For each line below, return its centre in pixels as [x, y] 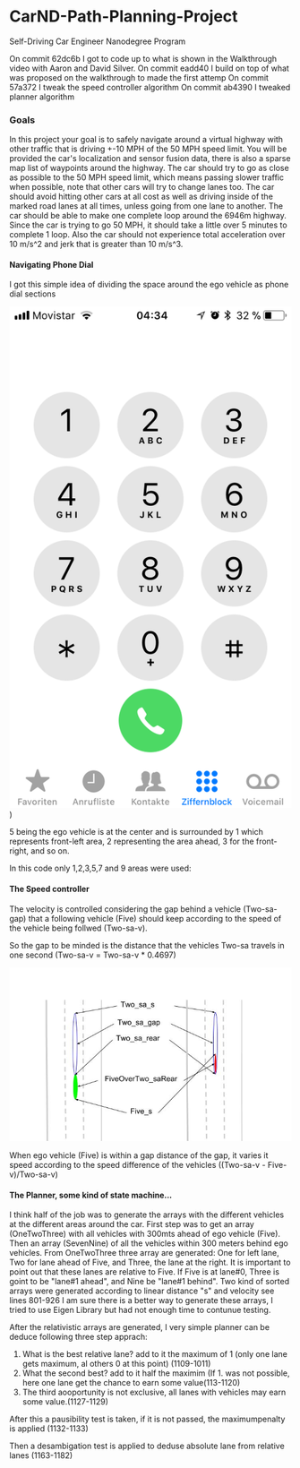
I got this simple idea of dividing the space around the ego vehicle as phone [149, 285]
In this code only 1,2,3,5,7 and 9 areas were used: [100, 868]
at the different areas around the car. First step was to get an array [132, 1224]
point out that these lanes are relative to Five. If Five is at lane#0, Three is [145, 1272]
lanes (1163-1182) [41, 1455]
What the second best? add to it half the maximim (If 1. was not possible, [156, 1373]
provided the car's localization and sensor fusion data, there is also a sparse [150, 159]
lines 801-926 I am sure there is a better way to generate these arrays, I [141, 1301]
